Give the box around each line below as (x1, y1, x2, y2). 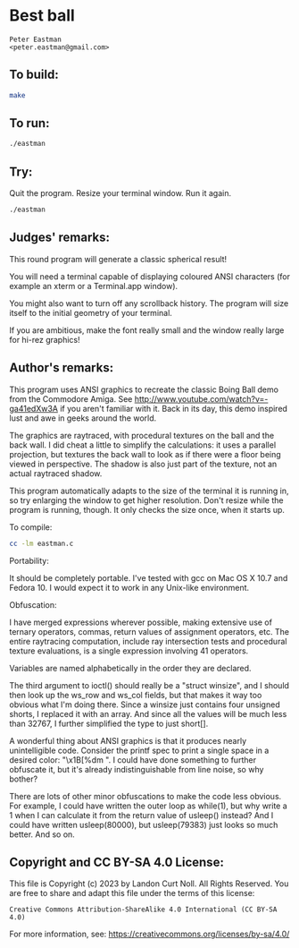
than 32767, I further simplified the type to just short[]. (9, 718, 209, 729)
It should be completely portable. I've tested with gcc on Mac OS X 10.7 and (9, 572, 288, 583)
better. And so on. (9, 829, 76, 840)
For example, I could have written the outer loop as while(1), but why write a (9, 800, 287, 811)
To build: (9, 67, 60, 82)
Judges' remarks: (9, 230, 110, 245)
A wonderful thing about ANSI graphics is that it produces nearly (9, 735, 247, 746)
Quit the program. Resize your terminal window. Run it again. (9, 188, 232, 199)
